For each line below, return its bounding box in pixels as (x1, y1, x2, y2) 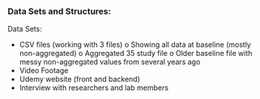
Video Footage (19, 66, 69, 75)
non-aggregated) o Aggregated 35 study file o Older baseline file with (19, 49, 253, 58)
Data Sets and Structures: (7, 6, 111, 17)
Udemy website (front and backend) (19, 75, 141, 84)
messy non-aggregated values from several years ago (19, 57, 201, 67)
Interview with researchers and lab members (19, 83, 169, 93)
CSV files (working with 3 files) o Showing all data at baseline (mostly (19, 40, 252, 49)
